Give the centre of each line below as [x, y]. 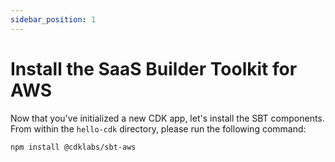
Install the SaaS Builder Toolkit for [154, 68]
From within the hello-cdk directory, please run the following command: [158, 128]
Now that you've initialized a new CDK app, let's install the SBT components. [167, 118]
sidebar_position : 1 [53, 19]
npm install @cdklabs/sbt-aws [73, 147]
